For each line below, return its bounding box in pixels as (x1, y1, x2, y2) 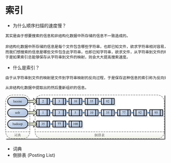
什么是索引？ (12, 65, 40, 71)
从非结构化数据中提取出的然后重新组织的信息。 (5, 85, 89, 91)
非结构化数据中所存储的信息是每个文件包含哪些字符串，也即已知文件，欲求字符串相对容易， (5, 44, 168, 49)
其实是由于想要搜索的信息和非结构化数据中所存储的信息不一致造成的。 (5, 33, 131, 38)
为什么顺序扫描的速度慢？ (12, 22, 67, 29)
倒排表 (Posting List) (12, 152, 55, 158)
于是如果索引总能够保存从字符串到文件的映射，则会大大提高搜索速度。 (5, 55, 131, 60)
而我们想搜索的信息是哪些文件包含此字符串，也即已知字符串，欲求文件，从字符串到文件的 (5, 49, 164, 55)
